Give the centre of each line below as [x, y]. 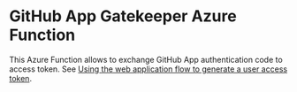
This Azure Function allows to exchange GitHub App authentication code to [146, 59]
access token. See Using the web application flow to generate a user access [148, 69]
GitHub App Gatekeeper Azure [123, 16]
